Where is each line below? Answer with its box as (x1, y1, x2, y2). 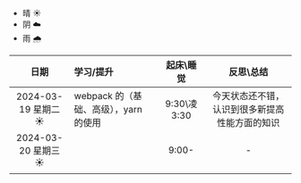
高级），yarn (91, 104, 143, 115)
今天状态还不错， (211, 90, 285, 102)
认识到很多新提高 (211, 104, 285, 115)
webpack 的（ (73, 90, 133, 102)
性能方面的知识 (216, 117, 280, 129)
